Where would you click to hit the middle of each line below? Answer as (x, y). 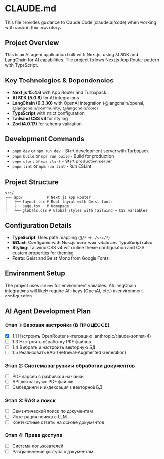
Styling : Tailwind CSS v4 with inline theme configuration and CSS (78, 248)
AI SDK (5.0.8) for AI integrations (46, 97)
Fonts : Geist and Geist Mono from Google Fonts (60, 258)
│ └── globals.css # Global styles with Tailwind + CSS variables (76, 211)
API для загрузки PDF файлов (43, 382)
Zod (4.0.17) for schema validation (47, 124)
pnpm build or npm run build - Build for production (63, 156)
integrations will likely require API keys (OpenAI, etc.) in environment (74, 291)
